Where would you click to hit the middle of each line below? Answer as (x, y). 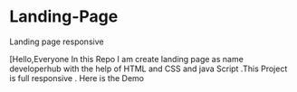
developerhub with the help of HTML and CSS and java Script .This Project (148, 69)
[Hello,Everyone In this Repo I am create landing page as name (127, 59)
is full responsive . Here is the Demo (77, 78)
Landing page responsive (57, 41)
